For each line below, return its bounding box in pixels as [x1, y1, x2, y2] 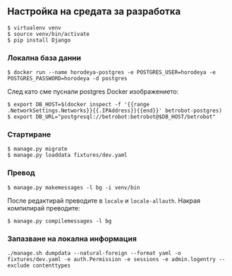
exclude [7, 262, 30, 269]
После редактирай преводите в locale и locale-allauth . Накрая [7, 196, 201, 205]
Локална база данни [7, 53, 81, 63]
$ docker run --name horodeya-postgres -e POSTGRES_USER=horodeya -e [7, 69, 216, 76]
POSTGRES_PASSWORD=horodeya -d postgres [7, 75, 128, 82]
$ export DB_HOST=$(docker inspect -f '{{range [7, 101, 150, 108]
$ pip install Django [7, 37, 71, 44]
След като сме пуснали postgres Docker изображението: [7, 87, 179, 96]
